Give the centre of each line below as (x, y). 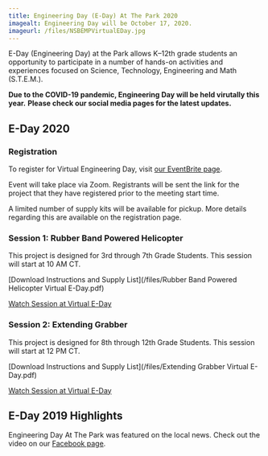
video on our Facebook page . (57, 444)
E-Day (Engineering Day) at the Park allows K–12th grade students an (123, 54)
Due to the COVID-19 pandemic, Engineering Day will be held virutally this (134, 95)
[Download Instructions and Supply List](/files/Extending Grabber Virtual (128, 366)
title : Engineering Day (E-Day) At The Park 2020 (93, 16)
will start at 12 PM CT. (44, 351)
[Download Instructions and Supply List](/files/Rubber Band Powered (123, 280)
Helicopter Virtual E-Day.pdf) (56, 288)
